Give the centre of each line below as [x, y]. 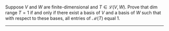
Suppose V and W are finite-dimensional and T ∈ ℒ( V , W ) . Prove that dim [81, 7]
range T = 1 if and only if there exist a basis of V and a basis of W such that [83, 12]
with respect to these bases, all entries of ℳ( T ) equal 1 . [63, 18]
